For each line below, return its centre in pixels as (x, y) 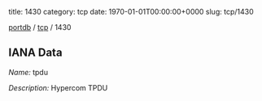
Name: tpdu (28, 72)
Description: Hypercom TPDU (58, 87)
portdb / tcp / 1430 (40, 27)
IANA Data (35, 53)
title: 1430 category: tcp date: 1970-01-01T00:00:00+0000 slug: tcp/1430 (131, 12)
